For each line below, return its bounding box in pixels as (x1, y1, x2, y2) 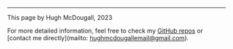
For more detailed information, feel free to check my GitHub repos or (7, 27, 203, 35)
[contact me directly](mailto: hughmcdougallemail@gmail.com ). (7, 34, 189, 42)
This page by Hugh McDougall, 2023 (7, 14, 113, 21)
